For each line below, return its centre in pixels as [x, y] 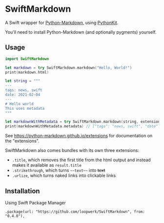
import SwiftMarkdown [27, 59]
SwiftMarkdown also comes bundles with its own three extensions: [72, 150]
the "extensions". [22, 141]
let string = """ [23, 81]
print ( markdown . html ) [27, 72]
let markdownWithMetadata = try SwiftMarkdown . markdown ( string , [72, 122]
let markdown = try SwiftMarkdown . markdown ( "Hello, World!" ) [69, 68]
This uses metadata [25, 108]
